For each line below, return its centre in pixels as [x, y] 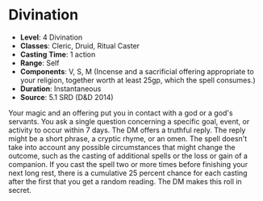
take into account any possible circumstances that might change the [122, 147]
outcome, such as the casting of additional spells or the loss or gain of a [128, 156]
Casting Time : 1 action [58, 54]
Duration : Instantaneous [61, 88]
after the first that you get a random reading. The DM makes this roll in [125, 181]
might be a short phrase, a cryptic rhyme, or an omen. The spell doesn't [128, 138]
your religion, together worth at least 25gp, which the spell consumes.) [138, 80]
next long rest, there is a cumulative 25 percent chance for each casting [128, 173]
